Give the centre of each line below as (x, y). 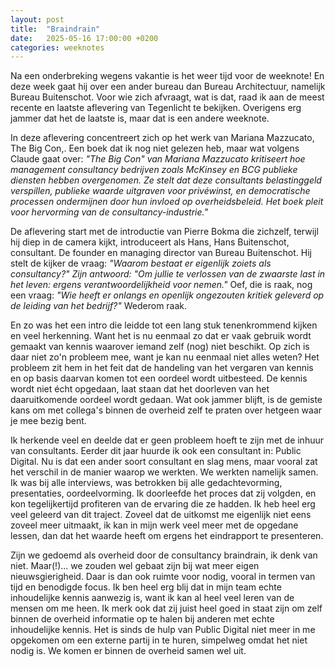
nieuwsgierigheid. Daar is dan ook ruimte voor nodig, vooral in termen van (163, 577)
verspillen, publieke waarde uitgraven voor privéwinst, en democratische (160, 191)
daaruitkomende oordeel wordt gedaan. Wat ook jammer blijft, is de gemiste (166, 400)
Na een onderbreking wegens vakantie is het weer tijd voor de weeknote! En (167, 76)
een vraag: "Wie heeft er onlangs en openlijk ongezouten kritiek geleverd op (167, 295)
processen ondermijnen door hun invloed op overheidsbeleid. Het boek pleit (167, 202)
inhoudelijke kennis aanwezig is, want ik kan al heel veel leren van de (152, 598)
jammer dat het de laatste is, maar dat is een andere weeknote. (140, 118)
